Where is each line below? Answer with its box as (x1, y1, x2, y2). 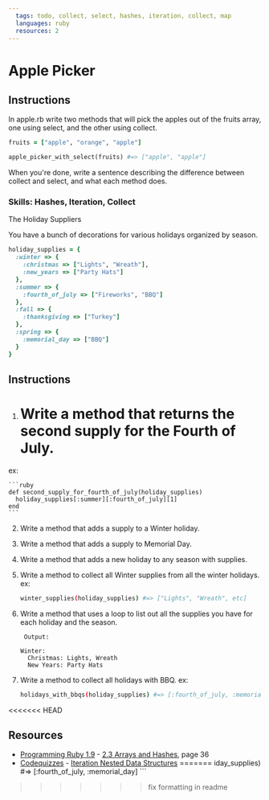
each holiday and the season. (19, 617, 118, 627)
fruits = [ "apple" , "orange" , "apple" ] (8, 138, 142, 147)
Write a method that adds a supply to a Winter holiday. (19, 523, 200, 533)
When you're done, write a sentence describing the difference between (8, 168, 245, 178)
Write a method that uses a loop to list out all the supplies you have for (19, 609, 253, 618)
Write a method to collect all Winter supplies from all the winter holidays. (19, 570, 260, 580)
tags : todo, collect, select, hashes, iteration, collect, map (15, 11, 231, 20)
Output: (23, 633, 50, 641)
